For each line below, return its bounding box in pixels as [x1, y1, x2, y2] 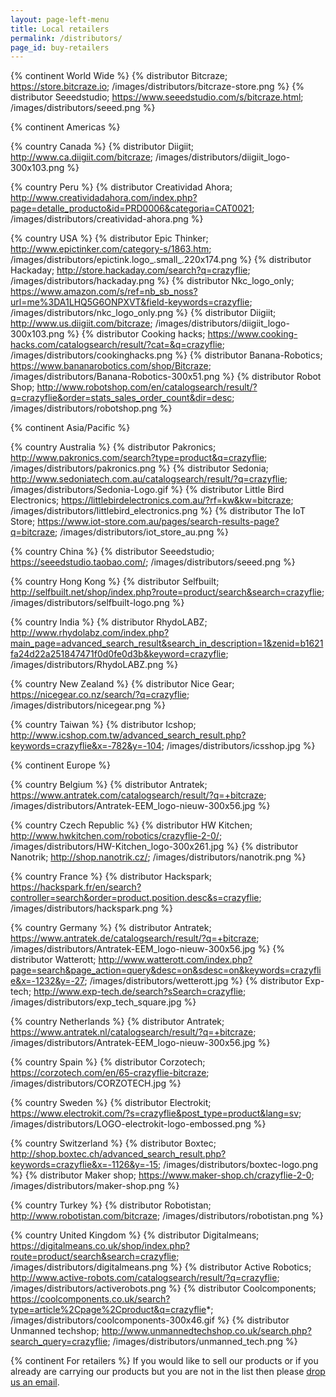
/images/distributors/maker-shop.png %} [10, 1180, 180, 1192]
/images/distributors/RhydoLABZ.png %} [10, 659, 179, 671]
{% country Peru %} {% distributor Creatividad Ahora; [10, 181, 233, 193]
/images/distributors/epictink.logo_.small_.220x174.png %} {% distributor [10, 254, 312, 266]
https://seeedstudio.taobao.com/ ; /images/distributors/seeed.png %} [10, 556, 296, 568]
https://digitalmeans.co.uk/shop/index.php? [10, 1240, 190, 1252]
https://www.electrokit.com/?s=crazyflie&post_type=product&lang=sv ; [10, 1107, 302, 1120]
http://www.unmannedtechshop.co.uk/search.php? [101, 1325, 312, 1337]
